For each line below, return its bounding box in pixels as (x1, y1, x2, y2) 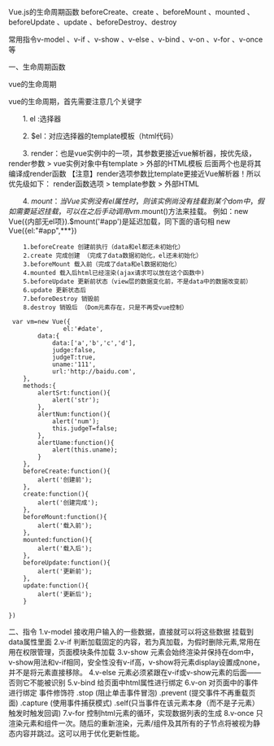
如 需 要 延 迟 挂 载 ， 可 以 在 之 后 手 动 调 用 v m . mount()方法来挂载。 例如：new (8, 207, 249, 216)
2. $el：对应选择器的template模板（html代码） (22, 131, 178, 141)
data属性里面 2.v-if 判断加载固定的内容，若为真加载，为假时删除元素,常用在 (8, 637, 261, 647)
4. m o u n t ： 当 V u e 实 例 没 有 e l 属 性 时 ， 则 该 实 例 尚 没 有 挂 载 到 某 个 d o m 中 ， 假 (22, 196, 265, 206)
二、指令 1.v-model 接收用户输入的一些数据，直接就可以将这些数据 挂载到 (8, 627, 254, 636)
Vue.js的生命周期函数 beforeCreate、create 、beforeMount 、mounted (8, 7, 246, 16)
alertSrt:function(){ (37, 389, 111, 397)
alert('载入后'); (37, 544, 93, 552)
